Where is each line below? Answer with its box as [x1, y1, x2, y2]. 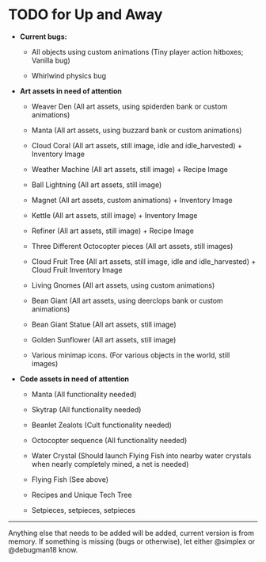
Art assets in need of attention [19, 86, 123, 96]
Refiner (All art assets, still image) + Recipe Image [31, 226, 194, 235]
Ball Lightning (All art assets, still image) [31, 180, 162, 189]
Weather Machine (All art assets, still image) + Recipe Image [31, 164, 228, 174]
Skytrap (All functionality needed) [31, 404, 142, 414]
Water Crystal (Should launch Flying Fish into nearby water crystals [31, 450, 252, 461]
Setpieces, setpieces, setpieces [31, 505, 136, 514]
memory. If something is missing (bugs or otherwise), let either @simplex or [8, 537, 256, 546]
